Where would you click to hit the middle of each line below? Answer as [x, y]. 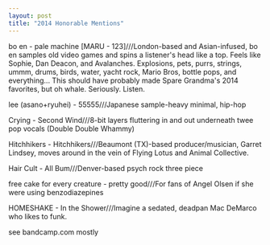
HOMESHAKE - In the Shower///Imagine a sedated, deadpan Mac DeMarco [133, 208]
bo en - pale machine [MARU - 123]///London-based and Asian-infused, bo [133, 46]
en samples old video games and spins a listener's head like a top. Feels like [135, 55]
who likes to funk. [37, 216]
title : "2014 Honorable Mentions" [66, 23]
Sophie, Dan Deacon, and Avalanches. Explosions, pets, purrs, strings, [125, 63]
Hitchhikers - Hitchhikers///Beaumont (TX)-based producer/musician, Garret [135, 144]
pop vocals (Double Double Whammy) [72, 129]
